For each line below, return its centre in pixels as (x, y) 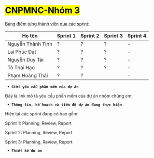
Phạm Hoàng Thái (28, 75)
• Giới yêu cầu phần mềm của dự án (43, 87)
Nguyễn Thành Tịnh (30, 44)
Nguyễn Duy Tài (26, 60)
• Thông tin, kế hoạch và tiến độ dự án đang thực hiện (64, 105)
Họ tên (30, 35)
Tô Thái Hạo (21, 67)
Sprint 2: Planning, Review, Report (39, 132)
